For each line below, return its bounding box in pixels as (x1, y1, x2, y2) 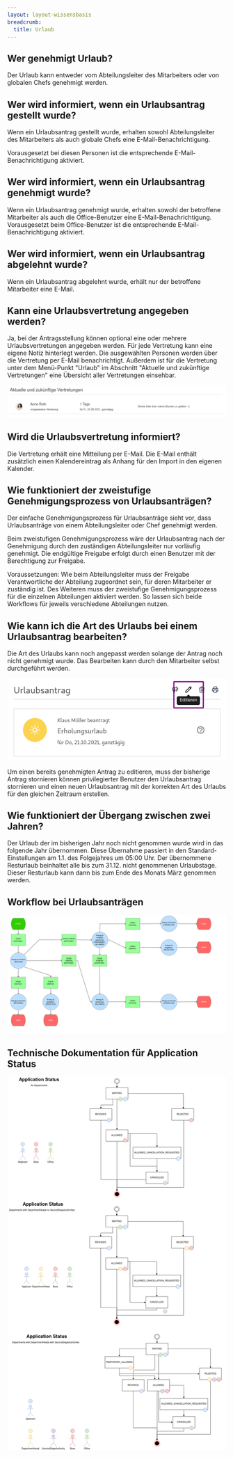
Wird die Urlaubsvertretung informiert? (7, 431, 181, 443)
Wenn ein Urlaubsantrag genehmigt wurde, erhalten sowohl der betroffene (7, 205, 221, 214)
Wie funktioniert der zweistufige (7, 484, 152, 496)
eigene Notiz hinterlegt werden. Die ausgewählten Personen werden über (7, 349, 218, 358)
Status (7, 1058, 37, 1070)
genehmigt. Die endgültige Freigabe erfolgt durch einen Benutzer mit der (7, 550, 216, 558)
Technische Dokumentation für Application (7, 1047, 198, 1059)
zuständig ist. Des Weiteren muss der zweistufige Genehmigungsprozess (7, 585, 217, 594)
